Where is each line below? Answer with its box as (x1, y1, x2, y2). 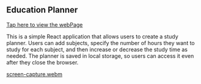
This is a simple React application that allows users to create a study (6, 33, 178, 40)
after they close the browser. (6, 58, 79, 66)
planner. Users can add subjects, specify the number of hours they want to (6, 39, 195, 46)
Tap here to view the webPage (6, 21, 83, 28)
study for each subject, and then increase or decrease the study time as (6, 46, 188, 53)
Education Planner (6, 5, 78, 15)
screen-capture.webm (6, 70, 63, 78)
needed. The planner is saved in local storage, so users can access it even (6, 52, 194, 60)
